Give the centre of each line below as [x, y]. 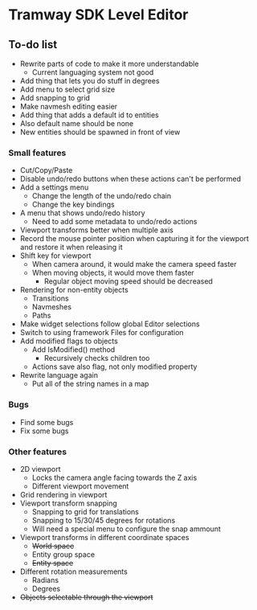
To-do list [33, 45]
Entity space [53, 563]
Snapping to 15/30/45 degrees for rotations [104, 520]
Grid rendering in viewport [63, 494]
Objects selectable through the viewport [87, 597]
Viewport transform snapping [69, 503]
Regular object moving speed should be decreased [128, 281]
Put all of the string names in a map [90, 384]
